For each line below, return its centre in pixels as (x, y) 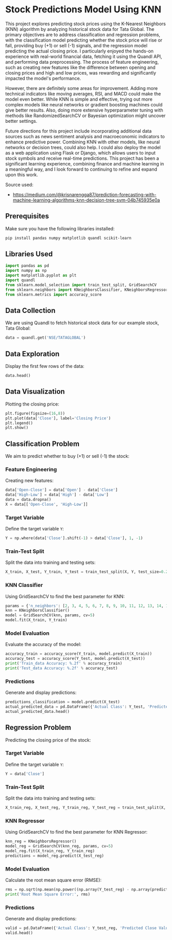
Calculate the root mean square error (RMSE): (53, 880)
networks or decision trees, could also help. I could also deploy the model (83, 147)
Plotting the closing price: (32, 404)
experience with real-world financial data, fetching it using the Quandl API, (84, 56)
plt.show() (17, 428)
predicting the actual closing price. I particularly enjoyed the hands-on (79, 51)
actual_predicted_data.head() (38, 711)
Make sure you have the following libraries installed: (60, 228)
